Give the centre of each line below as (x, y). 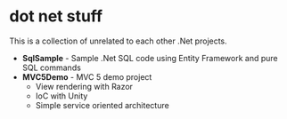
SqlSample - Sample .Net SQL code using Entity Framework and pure (150, 58)
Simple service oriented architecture (102, 105)
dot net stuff (56, 16)
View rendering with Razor (84, 86)
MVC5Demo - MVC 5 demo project (87, 76)
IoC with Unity (61, 96)
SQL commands (52, 67)
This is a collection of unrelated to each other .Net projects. (118, 41)
